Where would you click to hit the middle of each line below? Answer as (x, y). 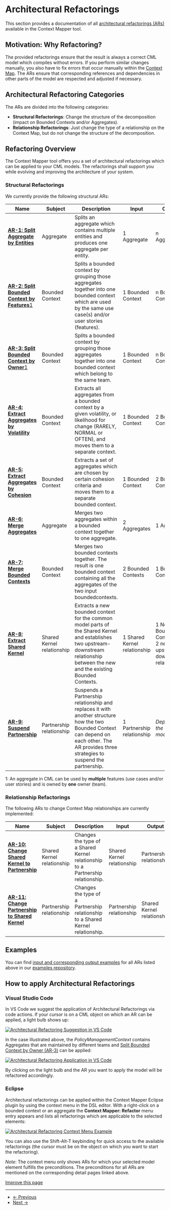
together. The (91, 559)
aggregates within (96, 519)
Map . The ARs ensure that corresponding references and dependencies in (83, 73)
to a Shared (88, 919)
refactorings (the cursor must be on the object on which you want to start (82, 1146)
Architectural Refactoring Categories (65, 95)
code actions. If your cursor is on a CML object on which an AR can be (79, 1014)
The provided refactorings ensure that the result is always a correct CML (81, 57)
